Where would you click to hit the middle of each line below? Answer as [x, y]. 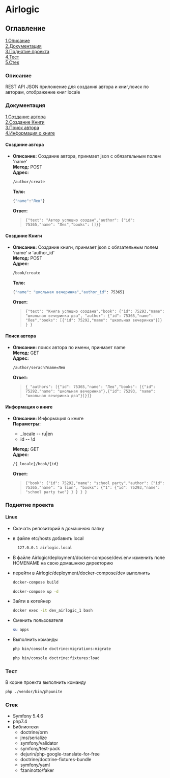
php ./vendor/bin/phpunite [34, 692]
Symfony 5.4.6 [28, 716]
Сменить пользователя [38, 620]
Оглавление [25, 28]
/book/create [26, 273]
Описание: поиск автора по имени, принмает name [69, 347]
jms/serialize [34, 738]
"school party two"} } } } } [56, 492]
